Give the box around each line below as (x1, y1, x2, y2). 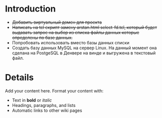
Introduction (5, 3, 56, 14)
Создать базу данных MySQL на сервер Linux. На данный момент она (12, 45, 157, 51)
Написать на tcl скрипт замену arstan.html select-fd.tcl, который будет (12, 24, 157, 30)
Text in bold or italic (12, 97, 52, 103)
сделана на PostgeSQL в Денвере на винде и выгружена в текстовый (12, 50, 156, 56)
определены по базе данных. (12, 35, 73, 40)
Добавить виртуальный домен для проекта (12, 19, 102, 25)
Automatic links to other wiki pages (12, 107, 82, 113)
